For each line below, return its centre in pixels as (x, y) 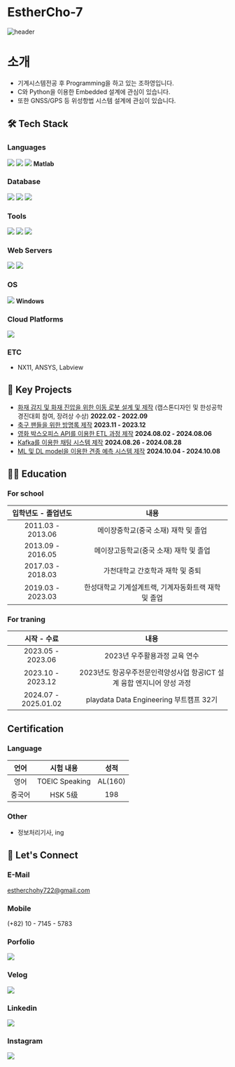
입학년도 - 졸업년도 (42, 513)
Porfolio (21, 942)
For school (26, 493)
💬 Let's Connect (43, 855)
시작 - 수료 (42, 639)
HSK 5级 (64, 795)
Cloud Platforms (35, 319)
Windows (30, 301)
